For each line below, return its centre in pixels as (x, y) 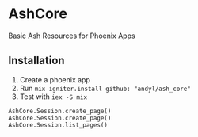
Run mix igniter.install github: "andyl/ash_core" (105, 88)
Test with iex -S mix (53, 97)
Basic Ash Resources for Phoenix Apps (72, 36)
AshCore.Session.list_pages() (58, 125)
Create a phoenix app (55, 79)
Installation (36, 61)
